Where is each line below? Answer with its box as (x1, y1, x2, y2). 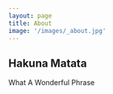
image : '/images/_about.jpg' (8, 27, 107, 35)
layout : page (8, 11, 52, 20)
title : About (8, 19, 52, 27)
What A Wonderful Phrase (8, 78, 95, 88)
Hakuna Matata (8, 56, 87, 70)
